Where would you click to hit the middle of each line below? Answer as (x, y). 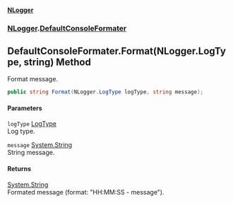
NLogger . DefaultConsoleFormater (67, 28)
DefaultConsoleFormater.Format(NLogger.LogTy (116, 51)
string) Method (58, 62)
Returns (19, 169)
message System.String (40, 145)
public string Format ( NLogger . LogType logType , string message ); (105, 92)
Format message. (33, 79)
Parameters (25, 108)
